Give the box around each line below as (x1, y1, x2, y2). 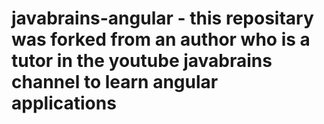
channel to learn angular (11, 71, 219, 94)
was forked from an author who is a (11, 28, 311, 51)
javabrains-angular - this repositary (11, 7, 314, 30)
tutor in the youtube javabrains (11, 50, 273, 72)
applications (11, 92, 117, 115)
